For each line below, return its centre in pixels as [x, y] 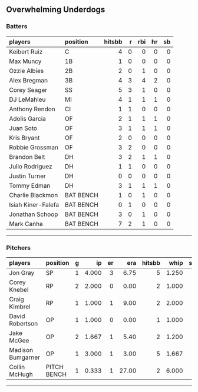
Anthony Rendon [32, 109]
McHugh [21, 374]
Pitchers [19, 248]
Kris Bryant [24, 138]
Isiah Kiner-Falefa [34, 204]
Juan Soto [23, 128]
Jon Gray [22, 273]
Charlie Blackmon [34, 195]
